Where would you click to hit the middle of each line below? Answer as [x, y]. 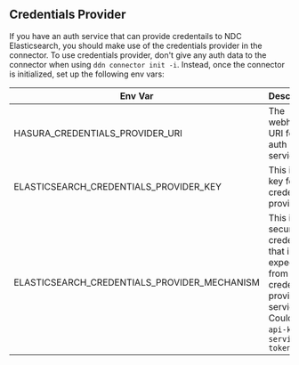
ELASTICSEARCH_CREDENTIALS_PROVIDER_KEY [118, 186]
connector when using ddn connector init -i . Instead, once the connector [147, 64]
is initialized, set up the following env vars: [87, 74]
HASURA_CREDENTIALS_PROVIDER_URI [98, 133]
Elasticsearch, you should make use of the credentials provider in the [136, 45]
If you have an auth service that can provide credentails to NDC [125, 36]
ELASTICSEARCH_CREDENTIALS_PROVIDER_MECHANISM [137, 282]
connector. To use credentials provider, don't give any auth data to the [138, 55]
